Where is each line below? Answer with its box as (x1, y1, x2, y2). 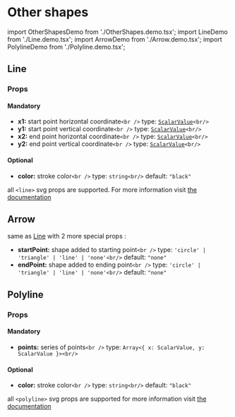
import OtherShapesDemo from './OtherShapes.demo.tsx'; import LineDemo (7, 28, 228, 36)
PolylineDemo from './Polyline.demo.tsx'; (7, 42, 126, 51)
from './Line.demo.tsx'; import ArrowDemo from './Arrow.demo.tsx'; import (7, 35, 222, 43)
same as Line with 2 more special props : (7, 232, 127, 241)
